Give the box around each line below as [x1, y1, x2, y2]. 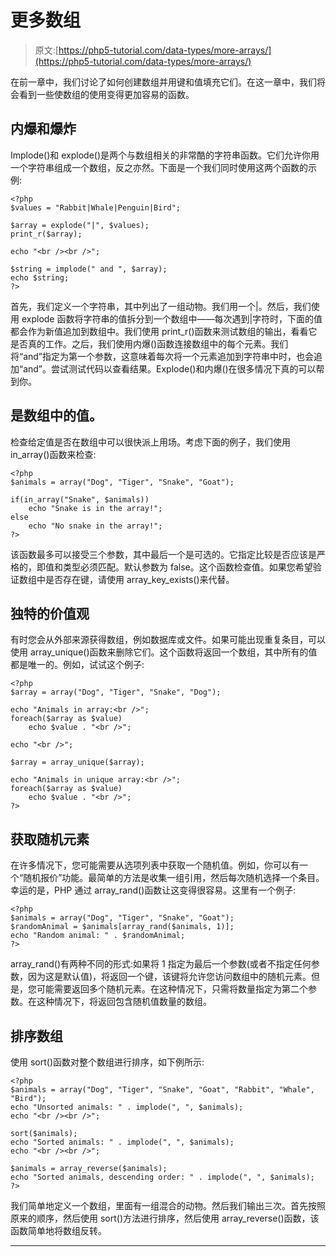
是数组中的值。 [10, 407, 103, 425]
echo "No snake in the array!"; [28, 521, 163, 531]
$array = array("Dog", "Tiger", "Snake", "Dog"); [10, 687, 222, 698]
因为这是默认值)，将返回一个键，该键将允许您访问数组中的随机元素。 [27, 971, 312, 983]
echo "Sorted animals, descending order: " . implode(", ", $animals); [10, 1172, 315, 1182]
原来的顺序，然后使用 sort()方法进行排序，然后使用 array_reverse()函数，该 [10, 1212, 320, 1224]
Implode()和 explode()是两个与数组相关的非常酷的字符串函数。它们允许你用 [10, 149, 320, 161]
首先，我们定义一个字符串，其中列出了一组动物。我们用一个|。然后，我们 [10, 300, 312, 312]
